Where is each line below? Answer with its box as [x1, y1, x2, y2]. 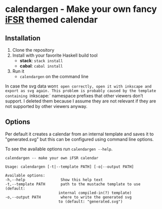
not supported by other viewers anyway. [5, 104, 88, 109]
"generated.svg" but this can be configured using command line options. [5, 136, 154, 142]
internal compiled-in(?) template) [58, 190, 132, 195]
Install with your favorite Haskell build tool [12, 52, 98, 58]
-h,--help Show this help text [5, 177, 103, 182]
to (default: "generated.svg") [58, 199, 123, 204]
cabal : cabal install [19, 63, 63, 69]
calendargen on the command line [19, 74, 89, 79]
